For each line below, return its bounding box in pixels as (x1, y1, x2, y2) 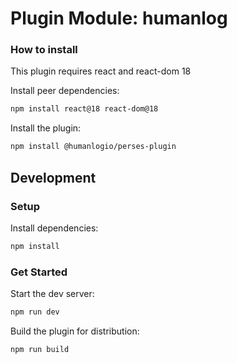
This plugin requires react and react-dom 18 (10, 65, 192, 77)
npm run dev (10, 307, 60, 317)
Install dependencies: (10, 222, 99, 234)
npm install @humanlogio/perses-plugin (10, 142, 177, 152)
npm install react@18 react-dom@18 (10, 104, 159, 114)
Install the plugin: (10, 122, 82, 134)
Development (10, 169, 97, 186)
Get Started (10, 265, 68, 279)
